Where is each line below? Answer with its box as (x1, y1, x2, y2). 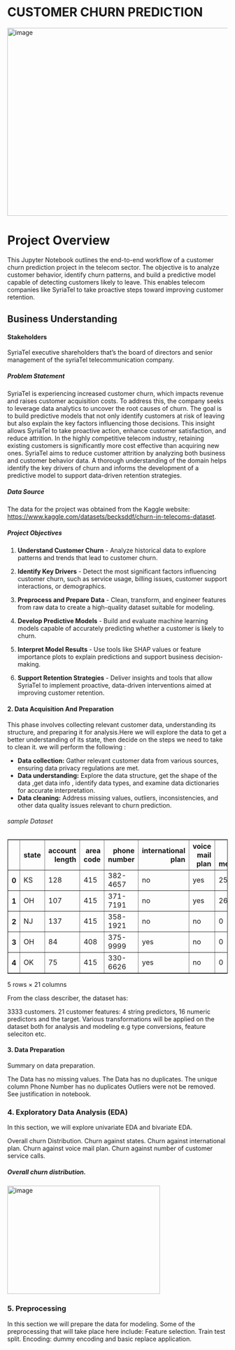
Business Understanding (7, 313, 117, 325)
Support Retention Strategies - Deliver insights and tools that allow (17, 674, 213, 682)
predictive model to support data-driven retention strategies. (7, 471, 182, 480)
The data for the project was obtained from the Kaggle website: (7, 505, 190, 514)
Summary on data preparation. (7, 1061, 96, 1070)
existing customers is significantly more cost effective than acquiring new (7, 442, 220, 450)
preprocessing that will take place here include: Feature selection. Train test (7, 1327, 226, 1335)
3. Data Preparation (7, 1046, 65, 1054)
